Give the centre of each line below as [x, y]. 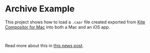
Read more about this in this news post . [44, 45]
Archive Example [40, 9]
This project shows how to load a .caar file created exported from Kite [75, 22]
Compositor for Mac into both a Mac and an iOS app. [58, 27]
